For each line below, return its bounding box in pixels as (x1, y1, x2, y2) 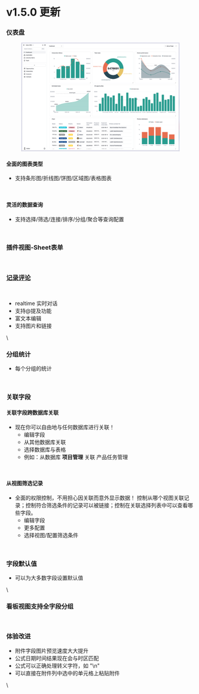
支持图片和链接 (14, 322, 52, 330)
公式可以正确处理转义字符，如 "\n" (14, 662, 100, 669)
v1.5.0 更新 (6, 5, 61, 19)
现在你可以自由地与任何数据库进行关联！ (14, 423, 115, 431)
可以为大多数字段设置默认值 (14, 574, 84, 582)
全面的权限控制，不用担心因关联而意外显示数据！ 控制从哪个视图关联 (14, 494, 184, 501)
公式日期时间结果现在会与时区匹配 (14, 655, 99, 662)
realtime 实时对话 (14, 300, 58, 307)
